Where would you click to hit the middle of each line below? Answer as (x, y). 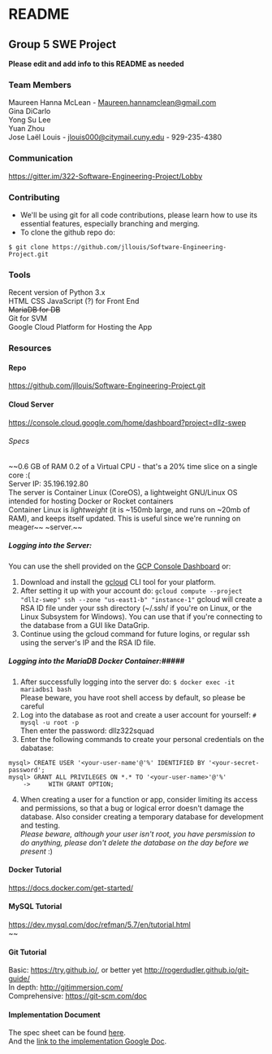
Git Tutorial (28, 952)
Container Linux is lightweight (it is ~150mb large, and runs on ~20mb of (129, 509)
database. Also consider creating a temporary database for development (142, 816)
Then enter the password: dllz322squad (87, 731)
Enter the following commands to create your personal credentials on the (142, 739)
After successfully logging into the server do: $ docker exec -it (127, 682)
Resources (30, 349)
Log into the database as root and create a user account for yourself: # (138, 714)
